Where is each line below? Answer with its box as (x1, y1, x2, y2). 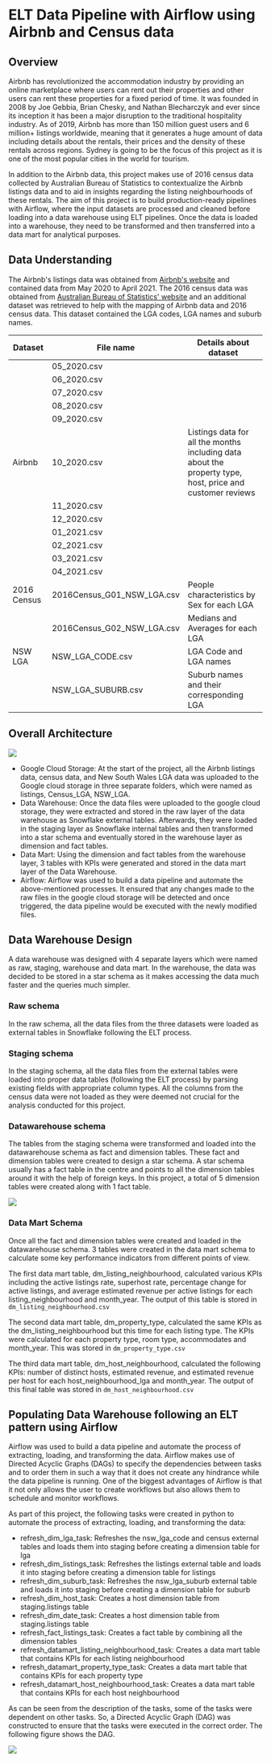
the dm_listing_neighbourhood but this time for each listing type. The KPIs (8, 1325, 254, 1336)
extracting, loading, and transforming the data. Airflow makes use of (8, 1451, 236, 1460)
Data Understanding (8, 253, 113, 267)
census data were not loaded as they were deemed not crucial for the (8, 1092, 240, 1102)
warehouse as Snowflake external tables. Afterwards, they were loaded (19, 815, 257, 824)
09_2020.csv (52, 413, 103, 424)
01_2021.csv (52, 526, 103, 537)
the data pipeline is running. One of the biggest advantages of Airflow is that (8, 1476, 262, 1486)
